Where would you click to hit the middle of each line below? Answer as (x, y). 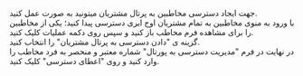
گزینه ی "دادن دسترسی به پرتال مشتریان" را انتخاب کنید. (105, 42)
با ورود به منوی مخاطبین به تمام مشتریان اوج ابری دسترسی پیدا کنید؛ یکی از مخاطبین (152, 23)
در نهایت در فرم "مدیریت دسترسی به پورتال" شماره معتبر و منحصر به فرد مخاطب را (151, 52)
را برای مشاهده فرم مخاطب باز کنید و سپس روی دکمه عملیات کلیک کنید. (132, 32)
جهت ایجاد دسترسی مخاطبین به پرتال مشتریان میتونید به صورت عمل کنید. (133, 13)
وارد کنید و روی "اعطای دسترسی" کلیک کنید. (85, 61)
